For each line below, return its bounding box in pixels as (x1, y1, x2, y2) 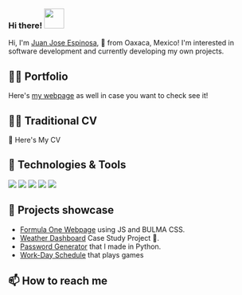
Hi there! (8, 20, 43, 31)
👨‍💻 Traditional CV (8, 114, 98, 128)
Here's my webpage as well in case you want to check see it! (8, 91, 209, 100)
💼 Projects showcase (8, 203, 115, 217)
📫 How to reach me (8, 273, 108, 287)
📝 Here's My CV (8, 135, 61, 144)
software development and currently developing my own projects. (8, 46, 224, 56)
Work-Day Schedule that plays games (19, 250, 144, 259)
